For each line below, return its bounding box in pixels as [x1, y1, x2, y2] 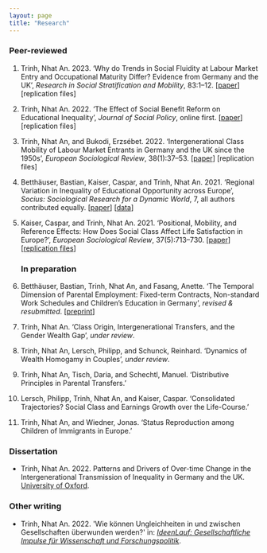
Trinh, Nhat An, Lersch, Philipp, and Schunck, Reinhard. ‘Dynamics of [20, 346, 247, 356]
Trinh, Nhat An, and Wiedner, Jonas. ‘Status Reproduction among [20, 418, 234, 427]
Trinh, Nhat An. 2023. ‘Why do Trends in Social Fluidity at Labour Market [20, 63, 258, 72]
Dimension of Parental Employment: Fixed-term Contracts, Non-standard [20, 290, 260, 299]
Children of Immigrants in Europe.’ [20, 426, 133, 436]
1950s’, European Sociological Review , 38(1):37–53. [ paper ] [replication [20, 153, 254, 163]
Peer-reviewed [9, 45, 68, 56]
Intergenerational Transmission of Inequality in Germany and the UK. [20, 473, 246, 482]
